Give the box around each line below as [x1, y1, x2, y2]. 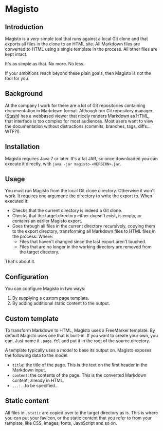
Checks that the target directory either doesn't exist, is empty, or [12, 213, 142, 219]
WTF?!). [5, 128, 21, 134]
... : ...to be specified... [12, 383, 59, 389]
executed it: [5, 198, 29, 204]
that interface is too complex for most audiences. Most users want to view [5, 118, 154, 124]
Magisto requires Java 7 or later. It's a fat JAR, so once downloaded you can [5, 155, 158, 162]
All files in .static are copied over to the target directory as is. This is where [5, 410, 158, 415]
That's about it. [5, 259, 36, 265]
